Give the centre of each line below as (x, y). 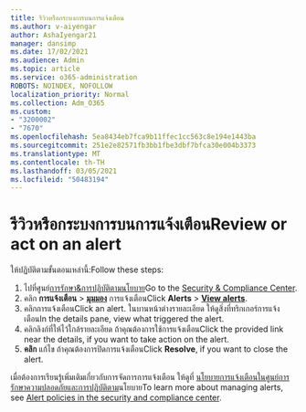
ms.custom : (31, 111)
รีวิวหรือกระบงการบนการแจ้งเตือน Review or (149, 224)
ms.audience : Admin (47, 60)
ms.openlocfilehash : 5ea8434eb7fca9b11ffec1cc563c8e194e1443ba (133, 137)
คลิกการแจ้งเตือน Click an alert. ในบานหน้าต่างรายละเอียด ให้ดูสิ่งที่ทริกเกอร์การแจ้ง (152, 309)
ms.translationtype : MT (56, 153)
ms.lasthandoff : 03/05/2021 (64, 171)
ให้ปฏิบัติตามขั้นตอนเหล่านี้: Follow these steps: (87, 269)
